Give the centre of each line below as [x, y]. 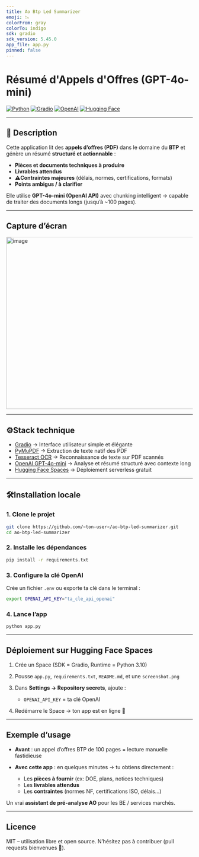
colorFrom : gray [26, 23]
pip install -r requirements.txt [47, 560]
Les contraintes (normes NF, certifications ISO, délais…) [92, 791]
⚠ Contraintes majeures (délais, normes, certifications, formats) [94, 177]
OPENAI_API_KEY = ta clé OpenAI [62, 699]
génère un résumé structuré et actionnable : [61, 153]
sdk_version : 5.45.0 [32, 39]
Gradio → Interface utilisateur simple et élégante [74, 445]
